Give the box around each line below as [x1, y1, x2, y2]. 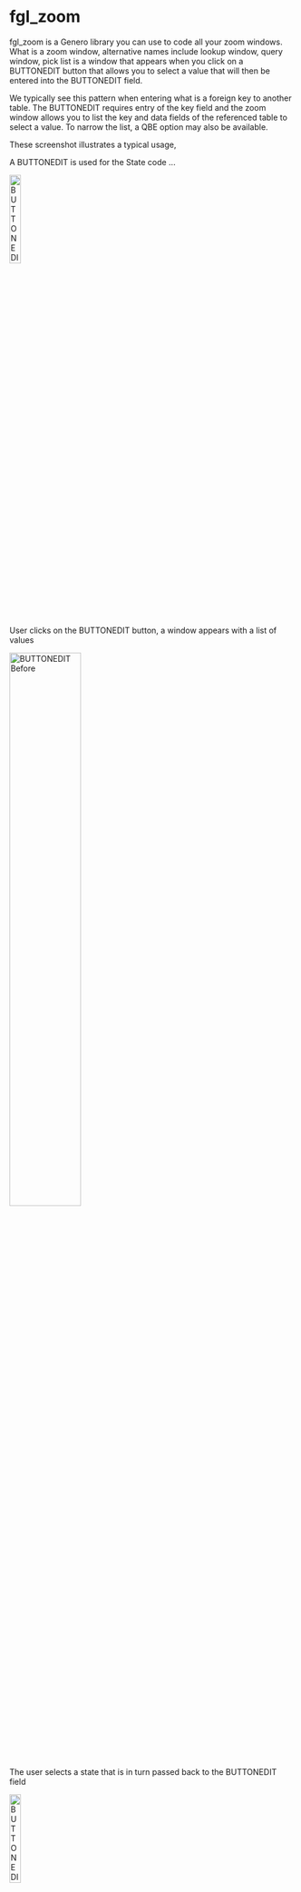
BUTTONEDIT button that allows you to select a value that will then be [9, 65, 270, 76]
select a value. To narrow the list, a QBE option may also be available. [9, 121, 269, 133]
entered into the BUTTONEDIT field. [9, 74, 143, 85]
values [9, 634, 34, 645]
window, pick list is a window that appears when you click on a [9, 55, 244, 66]
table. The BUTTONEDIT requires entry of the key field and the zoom [9, 102, 267, 113]
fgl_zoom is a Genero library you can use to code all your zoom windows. [9, 36, 283, 47]
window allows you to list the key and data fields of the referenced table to [9, 112, 288, 123]
